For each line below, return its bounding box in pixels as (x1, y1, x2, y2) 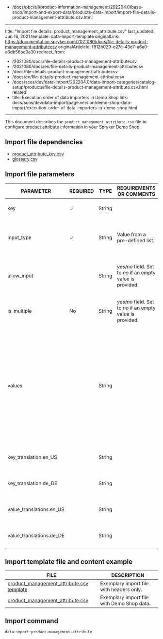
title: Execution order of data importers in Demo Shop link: (12, 95, 129, 100)
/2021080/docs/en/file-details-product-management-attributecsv (12, 64, 144, 69)
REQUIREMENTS (117, 185, 156, 191)
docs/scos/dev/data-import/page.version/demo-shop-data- (12, 100, 132, 105)
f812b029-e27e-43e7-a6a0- (92, 44, 149, 50)
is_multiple (7, 307, 32, 314)
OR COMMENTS (117, 190, 155, 197)
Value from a (117, 231, 147, 237)
